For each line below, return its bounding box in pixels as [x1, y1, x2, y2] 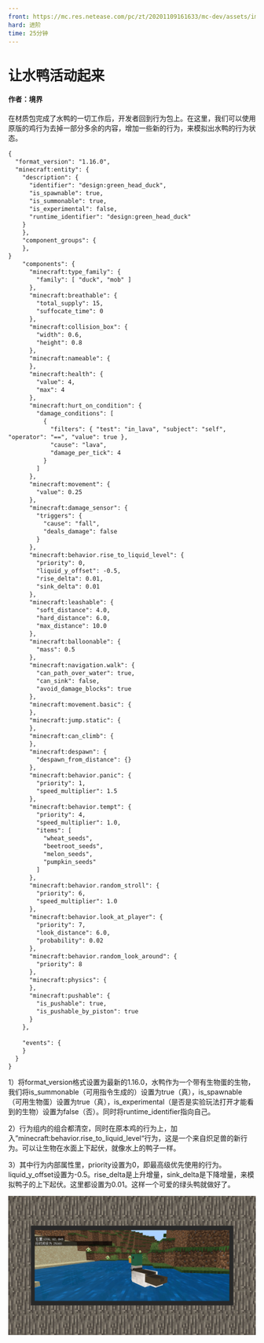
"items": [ [36, 826, 72, 834]
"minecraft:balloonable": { [28, 637, 122, 645]
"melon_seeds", [42, 850, 93, 858]
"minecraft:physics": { [28, 976, 108, 983]
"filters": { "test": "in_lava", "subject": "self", [49, 425, 226, 433]
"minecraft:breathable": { [28, 291, 118, 299]
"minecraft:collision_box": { [28, 323, 128, 330]
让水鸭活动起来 [8, 67, 105, 84]
